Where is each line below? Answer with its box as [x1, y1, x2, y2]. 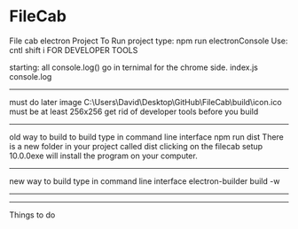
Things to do [9, 210, 56, 220]
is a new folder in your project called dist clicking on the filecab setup [9, 141, 263, 151]
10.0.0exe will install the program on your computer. [9, 150, 198, 161]
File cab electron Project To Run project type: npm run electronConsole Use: [9, 35, 288, 46]
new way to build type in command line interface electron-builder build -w [9, 175, 280, 187]
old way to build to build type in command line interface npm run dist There [9, 131, 284, 142]
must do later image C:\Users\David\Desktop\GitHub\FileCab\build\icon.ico [9, 96, 282, 107]
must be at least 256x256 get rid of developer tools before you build [9, 106, 259, 117]
